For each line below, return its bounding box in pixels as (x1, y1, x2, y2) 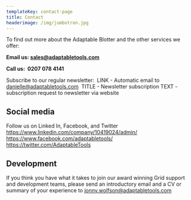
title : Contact (6, 14, 44, 20)
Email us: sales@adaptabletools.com (6, 54, 100, 61)
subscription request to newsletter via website (6, 90, 119, 97)
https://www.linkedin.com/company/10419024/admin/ (6, 129, 138, 136)
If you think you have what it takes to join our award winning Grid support (6, 174, 185, 181)
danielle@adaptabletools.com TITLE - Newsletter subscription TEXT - (6, 83, 178, 90)
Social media (6, 106, 55, 116)
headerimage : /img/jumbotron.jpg (6, 20, 89, 26)
